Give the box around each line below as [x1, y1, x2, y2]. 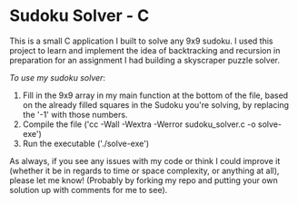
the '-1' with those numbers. [22, 109, 128, 120]
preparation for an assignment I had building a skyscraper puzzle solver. [9, 54, 280, 65]
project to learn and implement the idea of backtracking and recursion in [9, 44, 281, 55]
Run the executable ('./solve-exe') [22, 138, 150, 149]
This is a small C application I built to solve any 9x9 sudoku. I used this [9, 35, 273, 46]
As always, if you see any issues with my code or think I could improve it [9, 155, 281, 166]
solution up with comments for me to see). [9, 184, 168, 195]
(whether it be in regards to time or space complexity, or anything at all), [9, 165, 280, 176]
